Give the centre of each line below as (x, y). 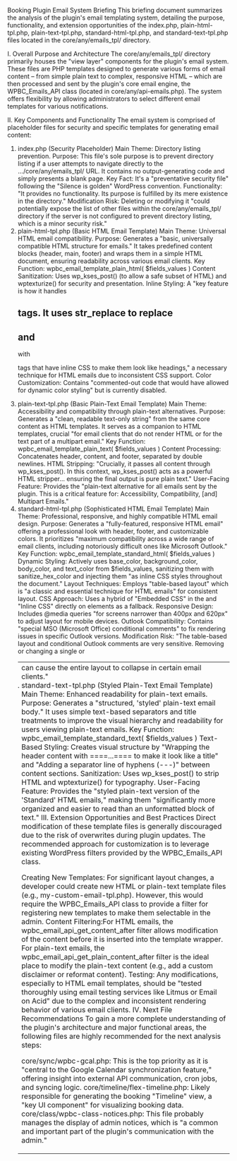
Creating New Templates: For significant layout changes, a (117, 877)
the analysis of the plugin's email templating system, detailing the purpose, (116, 18)
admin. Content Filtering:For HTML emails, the (97, 922)
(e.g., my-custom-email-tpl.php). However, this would (112, 895)
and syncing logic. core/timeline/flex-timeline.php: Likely (115, 1088)
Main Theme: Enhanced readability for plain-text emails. (114, 694)
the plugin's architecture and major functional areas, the (114, 1028)
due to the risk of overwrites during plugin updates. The (113, 835)
